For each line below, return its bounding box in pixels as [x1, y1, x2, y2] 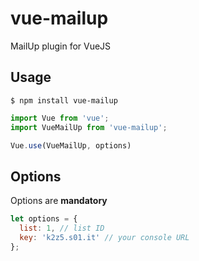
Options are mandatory [10, 195, 108, 207]
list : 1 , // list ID [19, 223, 105, 234]
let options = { [10, 214, 78, 224]
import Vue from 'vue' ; [10, 113, 110, 123]
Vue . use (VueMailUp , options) [10, 140, 132, 151]
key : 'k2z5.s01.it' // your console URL [19, 232, 190, 242]
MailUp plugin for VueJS [10, 40, 112, 52]
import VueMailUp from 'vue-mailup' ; [10, 122, 168, 132]
